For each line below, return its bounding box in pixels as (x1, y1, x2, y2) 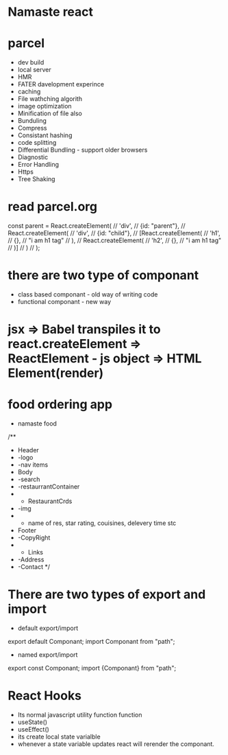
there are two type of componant (8, 268, 199, 283)
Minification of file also (17, 109, 83, 117)
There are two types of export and (8, 587, 206, 603)
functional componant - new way (17, 298, 112, 305)
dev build (17, 58, 45, 67)
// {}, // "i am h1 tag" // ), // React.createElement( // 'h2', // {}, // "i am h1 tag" (8, 236, 222, 244)
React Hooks (8, 688, 81, 704)
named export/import (17, 651, 78, 659)
